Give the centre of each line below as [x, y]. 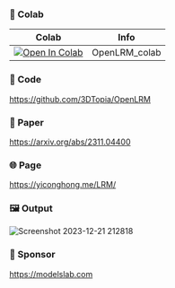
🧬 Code [26, 80]
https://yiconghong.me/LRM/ [63, 185]
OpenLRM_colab [127, 53]
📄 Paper [27, 122]
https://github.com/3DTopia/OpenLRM [80, 99]
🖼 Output [31, 208]
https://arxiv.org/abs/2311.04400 [70, 142]
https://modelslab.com [51, 274]
